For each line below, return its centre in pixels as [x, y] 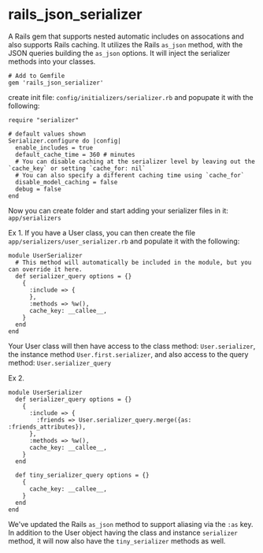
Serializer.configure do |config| [65, 141]
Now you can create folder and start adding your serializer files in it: [118, 210]
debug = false [38, 189]
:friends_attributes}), [47, 427]
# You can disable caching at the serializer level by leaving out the [135, 161]
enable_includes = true [54, 147]
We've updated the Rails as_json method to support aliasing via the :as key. [131, 524]
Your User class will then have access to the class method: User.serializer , [132, 346]
